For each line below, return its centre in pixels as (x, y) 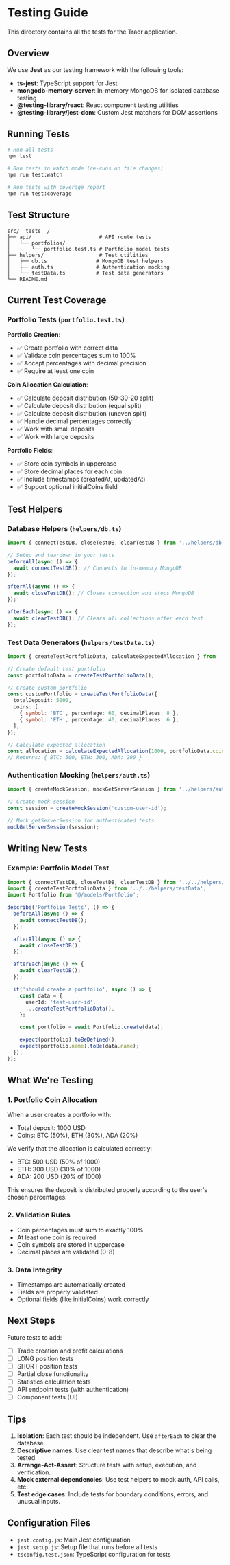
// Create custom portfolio (47, 688)
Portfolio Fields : (30, 451)
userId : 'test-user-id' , (61, 1002)
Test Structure (39, 215)
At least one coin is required (56, 1237)
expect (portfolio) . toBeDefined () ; (68, 1040)
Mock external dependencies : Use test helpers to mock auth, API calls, (118, 1479)
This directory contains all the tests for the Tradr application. (92, 32)
